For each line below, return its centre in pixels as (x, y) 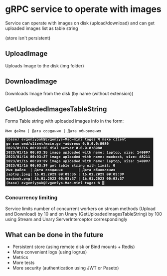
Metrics (20, 258)
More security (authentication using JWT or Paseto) (66, 268)
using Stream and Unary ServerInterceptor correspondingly (66, 219)
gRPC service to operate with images (83, 9)
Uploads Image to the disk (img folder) (45, 65)
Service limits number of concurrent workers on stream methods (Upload (81, 209)
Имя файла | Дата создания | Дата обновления (53, 131)
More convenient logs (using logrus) (50, 252)
